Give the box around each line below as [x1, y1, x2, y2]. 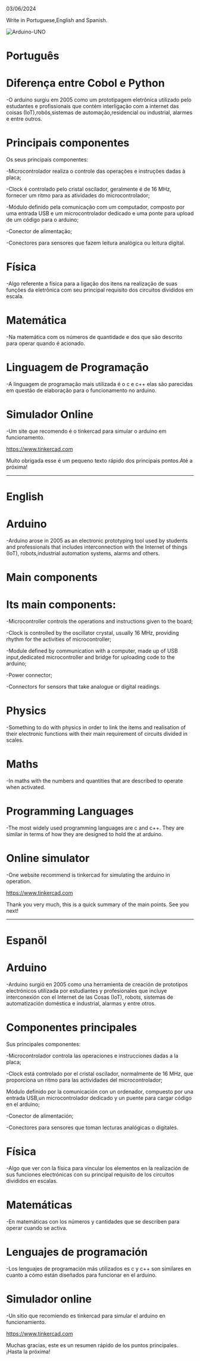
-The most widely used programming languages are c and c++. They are [6, 824, 185, 831]
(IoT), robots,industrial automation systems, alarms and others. [6, 549, 160, 556]
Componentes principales [6, 1021, 137, 1035]
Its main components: [6, 598, 116, 611]
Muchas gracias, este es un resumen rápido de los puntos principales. [6, 1341, 179, 1348]
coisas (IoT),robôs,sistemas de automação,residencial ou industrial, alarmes [6, 109, 193, 116]
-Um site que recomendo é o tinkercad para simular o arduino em [6, 427, 167, 435]
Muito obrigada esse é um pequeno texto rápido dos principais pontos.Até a [6, 457, 193, 464]
